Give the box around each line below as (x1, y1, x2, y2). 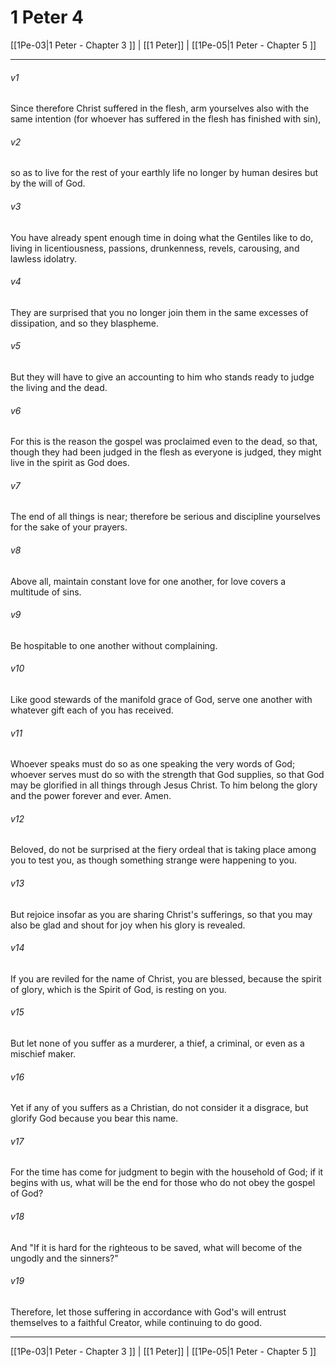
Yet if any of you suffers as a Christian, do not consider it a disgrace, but (10, 1102, 309, 1114)
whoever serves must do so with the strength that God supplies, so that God (10, 769, 325, 781)
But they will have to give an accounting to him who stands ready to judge (10, 371, 315, 383)
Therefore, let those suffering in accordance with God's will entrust (10, 1306, 287, 1318)
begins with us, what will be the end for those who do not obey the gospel (10, 1177, 316, 1189)
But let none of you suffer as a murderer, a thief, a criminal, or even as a (10, 1037, 305, 1049)
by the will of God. (10, 177, 86, 190)
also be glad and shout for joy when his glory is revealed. (10, 919, 246, 931)
